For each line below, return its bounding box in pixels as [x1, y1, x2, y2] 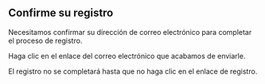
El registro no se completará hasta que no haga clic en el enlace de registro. [8, 67, 258, 76]
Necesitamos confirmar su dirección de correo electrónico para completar [8, 27, 252, 36]
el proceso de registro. [8, 36, 83, 45]
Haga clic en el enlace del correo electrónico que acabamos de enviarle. [8, 51, 246, 60]
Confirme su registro [8, 6, 114, 20]
